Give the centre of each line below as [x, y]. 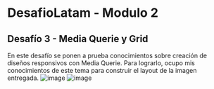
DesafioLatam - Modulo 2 [83, 13]
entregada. [23, 78]
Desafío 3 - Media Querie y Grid [78, 39]
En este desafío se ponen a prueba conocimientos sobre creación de [107, 55]
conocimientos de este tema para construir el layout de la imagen [102, 70]
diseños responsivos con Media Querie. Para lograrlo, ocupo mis [101, 63]
